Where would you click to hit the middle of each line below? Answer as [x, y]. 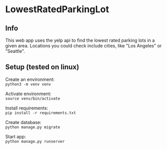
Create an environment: [30, 79]
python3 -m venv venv [28, 84]
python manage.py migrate [33, 127]
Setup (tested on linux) [42, 67]
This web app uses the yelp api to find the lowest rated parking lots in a [80, 40]
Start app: [16, 136]
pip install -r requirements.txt [41, 113]
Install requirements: [27, 108]
